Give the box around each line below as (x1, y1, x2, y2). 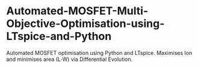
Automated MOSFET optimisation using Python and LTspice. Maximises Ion (6, 49, 193, 56)
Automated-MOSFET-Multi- (6, 4, 149, 18)
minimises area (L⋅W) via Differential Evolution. (17, 55, 133, 63)
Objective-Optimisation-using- (6, 17, 165, 30)
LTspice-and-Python (6, 30, 112, 43)
